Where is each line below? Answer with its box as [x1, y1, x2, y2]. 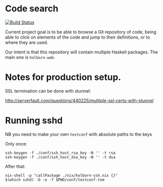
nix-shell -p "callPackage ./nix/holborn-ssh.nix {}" [5, 173, 118, 178]
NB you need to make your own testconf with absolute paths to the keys [5, 131, 152, 137]
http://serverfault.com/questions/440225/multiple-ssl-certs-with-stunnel [5, 97, 154, 103]
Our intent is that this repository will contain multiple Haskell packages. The [5, 49, 158, 55]
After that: [5, 163, 26, 169]
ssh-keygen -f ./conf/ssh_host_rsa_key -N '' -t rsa [5, 150, 116, 155]
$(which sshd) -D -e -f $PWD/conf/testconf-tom [5, 177, 105, 182]
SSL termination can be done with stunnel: [5, 88, 91, 94]
